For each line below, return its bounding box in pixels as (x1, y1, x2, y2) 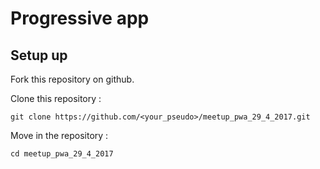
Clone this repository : (10, 93, 102, 104)
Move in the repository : (10, 130, 109, 141)
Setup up (10, 47, 68, 64)
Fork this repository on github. (10, 73, 135, 85)
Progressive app (10, 7, 150, 30)
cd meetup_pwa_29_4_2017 (10, 149, 114, 159)
